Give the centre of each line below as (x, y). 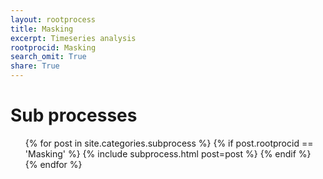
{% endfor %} (53, 164)
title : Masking (42, 29)
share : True (35, 66)
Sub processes (74, 115)
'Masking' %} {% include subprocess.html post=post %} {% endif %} (168, 153)
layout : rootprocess (53, 19)
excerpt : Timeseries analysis (73, 38)
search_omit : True (48, 57)
